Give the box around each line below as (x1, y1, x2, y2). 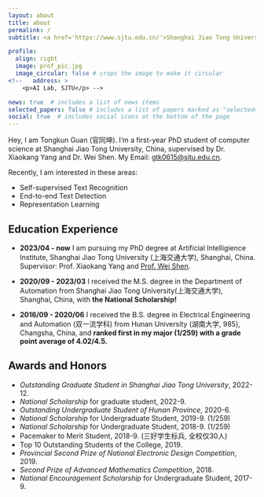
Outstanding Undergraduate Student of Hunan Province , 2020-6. (19, 405, 232, 415)
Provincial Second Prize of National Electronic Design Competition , (19, 448, 237, 458)
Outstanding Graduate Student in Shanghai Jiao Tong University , (19, 380, 231, 389)
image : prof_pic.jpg (15, 62, 82, 71)
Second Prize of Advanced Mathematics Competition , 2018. (19, 465, 214, 474)
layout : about (8, 11, 55, 20)
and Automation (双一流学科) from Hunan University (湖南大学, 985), (19, 319, 241, 328)
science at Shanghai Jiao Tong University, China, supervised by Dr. (8, 144, 225, 154)
